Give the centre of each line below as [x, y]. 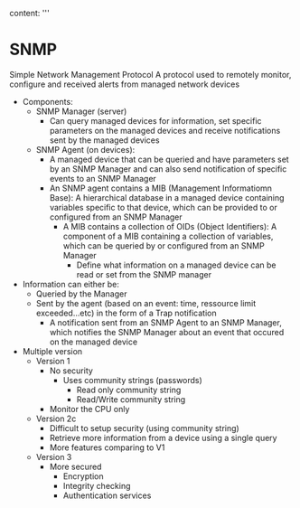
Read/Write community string [131, 399]
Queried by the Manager [81, 294]
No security [71, 371]
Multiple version [52, 351]
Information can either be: [70, 284]
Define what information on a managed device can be [176, 265]
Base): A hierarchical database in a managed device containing [167, 197]
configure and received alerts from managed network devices [125, 84]
